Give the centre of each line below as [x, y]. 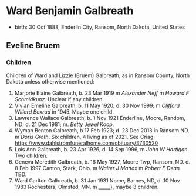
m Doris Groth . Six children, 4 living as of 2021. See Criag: [85, 137]
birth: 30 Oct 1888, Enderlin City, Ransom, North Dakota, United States [99, 27]
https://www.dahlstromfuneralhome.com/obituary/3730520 [86, 143]
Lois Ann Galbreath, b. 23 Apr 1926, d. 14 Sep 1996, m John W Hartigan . [102, 149]
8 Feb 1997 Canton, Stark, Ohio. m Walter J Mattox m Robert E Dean [97, 168]
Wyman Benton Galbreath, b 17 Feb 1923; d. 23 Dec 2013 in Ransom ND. [102, 130]
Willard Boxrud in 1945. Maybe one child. [64, 112]
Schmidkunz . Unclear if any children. [59, 99]
